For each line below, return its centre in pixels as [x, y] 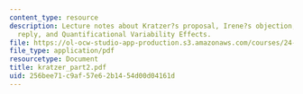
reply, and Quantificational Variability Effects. [115, 34]
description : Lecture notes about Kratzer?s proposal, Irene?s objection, [153, 26]
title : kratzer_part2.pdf [58, 68]
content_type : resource [54, 17]
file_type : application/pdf [62, 51]
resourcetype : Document [54, 59]
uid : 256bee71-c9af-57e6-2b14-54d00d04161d [92, 76]
